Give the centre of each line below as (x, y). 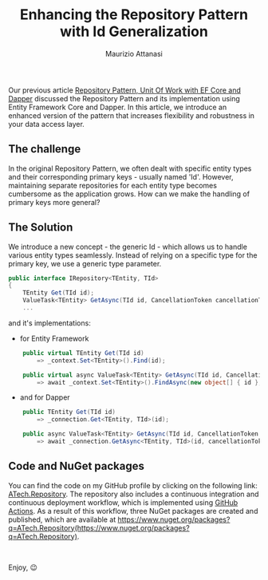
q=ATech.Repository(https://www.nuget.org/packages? (99, 527)
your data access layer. (47, 124)
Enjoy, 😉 (23, 567)
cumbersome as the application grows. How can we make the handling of (129, 194)
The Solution (41, 228)
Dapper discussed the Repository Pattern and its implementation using (124, 98)
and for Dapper (45, 397)
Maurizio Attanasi (134, 53)
